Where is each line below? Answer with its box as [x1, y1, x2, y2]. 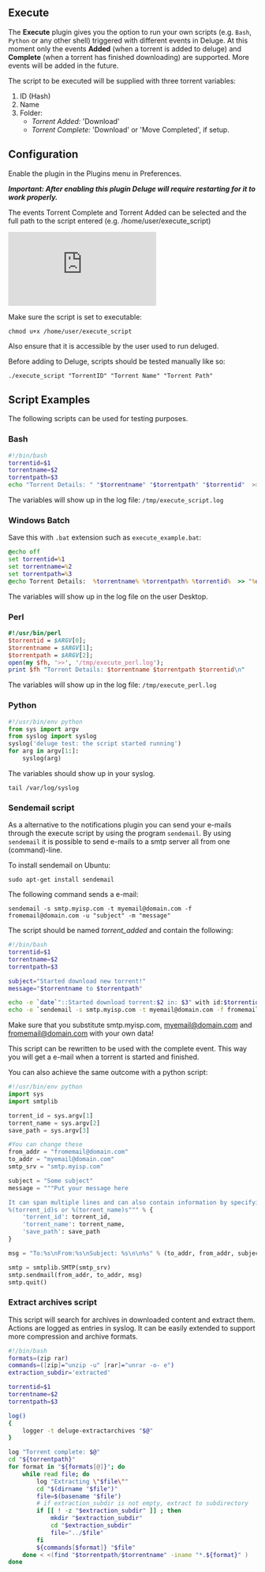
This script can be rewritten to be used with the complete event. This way [8, 1044, 247, 1054]
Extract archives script [8, 1297, 97, 1308]
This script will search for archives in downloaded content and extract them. [8, 1315, 256, 1324]
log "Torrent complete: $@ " [8, 1448, 101, 1456]
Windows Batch [8, 515, 70, 526]
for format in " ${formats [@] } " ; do [8, 1463, 125, 1471]
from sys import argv [8, 725, 80, 733]
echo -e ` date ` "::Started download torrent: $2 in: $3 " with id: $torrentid [8, 999, 259, 1006]
